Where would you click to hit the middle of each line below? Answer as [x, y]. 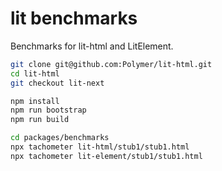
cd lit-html [35, 73]
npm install [35, 101]
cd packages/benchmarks [60, 138]
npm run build [40, 120]
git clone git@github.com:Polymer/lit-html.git [111, 64]
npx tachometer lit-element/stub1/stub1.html [106, 156]
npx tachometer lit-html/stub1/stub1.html [100, 147]
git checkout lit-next [57, 83]
